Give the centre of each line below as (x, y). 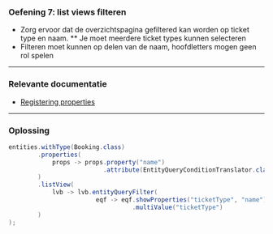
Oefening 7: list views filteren (67, 12)
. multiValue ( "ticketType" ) (178, 207)
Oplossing (29, 130)
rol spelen (37, 56)
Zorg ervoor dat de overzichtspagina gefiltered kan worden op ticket (134, 30)
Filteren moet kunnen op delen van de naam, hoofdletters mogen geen (138, 47)
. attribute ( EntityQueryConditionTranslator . (179, 170)
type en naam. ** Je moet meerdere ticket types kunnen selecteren (133, 38)
